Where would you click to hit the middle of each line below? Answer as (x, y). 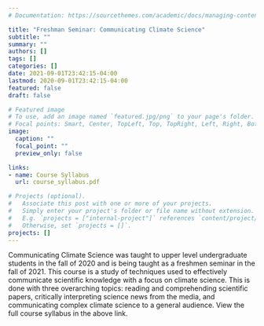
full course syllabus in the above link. (68, 313)
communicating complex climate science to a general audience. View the (126, 305)
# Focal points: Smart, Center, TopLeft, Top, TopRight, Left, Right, (126, 124)
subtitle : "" (29, 37)
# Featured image (37, 110)
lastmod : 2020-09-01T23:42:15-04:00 (68, 81)
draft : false (29, 95)
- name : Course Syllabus (49, 175)
